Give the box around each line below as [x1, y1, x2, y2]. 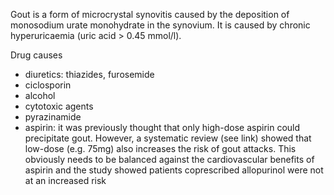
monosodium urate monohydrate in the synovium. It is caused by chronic [10, 19, 311, 31]
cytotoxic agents [24, 100, 94, 112]
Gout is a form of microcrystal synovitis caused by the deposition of [10, 9, 290, 20]
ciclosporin [24, 79, 72, 91]
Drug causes [10, 49, 63, 61]
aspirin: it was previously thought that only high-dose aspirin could [24, 122, 301, 133]
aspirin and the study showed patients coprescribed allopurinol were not [24, 164, 324, 176]
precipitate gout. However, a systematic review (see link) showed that [24, 132, 312, 144]
